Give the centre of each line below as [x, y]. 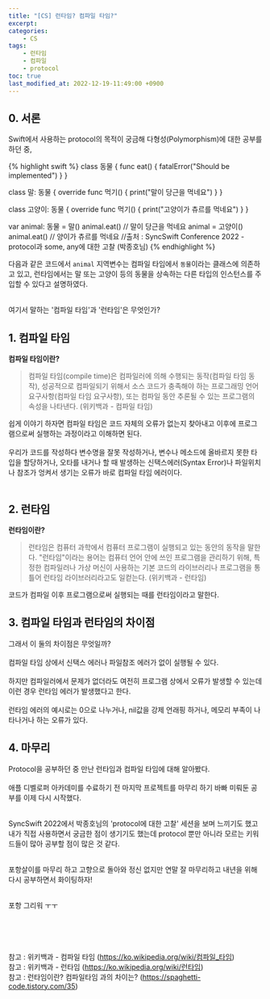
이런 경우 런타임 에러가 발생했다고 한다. [70, 691]
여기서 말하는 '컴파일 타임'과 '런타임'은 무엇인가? [85, 310]
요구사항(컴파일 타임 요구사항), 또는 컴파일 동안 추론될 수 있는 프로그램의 [141, 396]
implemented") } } [38, 175]
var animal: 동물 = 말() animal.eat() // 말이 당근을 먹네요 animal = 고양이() [126, 226]
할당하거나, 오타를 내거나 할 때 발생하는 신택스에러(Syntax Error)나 [128, 462]
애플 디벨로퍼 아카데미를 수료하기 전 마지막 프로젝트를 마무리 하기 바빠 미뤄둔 [129, 787]
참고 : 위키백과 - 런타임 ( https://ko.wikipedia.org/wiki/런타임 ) [106, 967]
